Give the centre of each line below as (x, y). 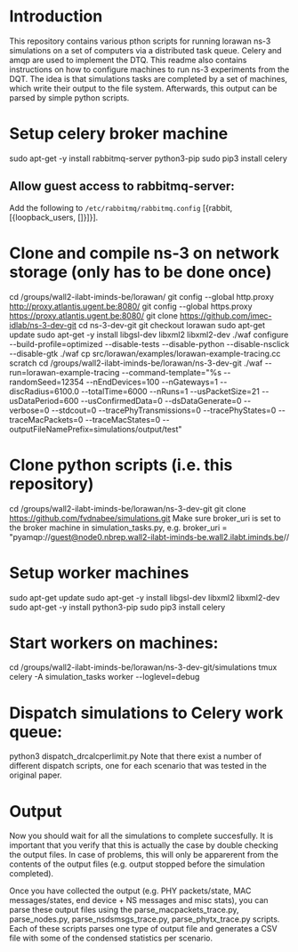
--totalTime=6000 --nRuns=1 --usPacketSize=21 (171, 391)
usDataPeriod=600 (44, 400)
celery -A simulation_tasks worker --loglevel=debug (105, 677)
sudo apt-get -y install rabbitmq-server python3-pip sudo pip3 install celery (148, 158)
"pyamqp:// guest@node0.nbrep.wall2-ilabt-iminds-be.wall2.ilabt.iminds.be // (149, 537)
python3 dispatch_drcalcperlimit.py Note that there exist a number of (136, 756)
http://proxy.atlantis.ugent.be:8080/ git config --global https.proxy (131, 306)
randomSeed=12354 (47, 382)
